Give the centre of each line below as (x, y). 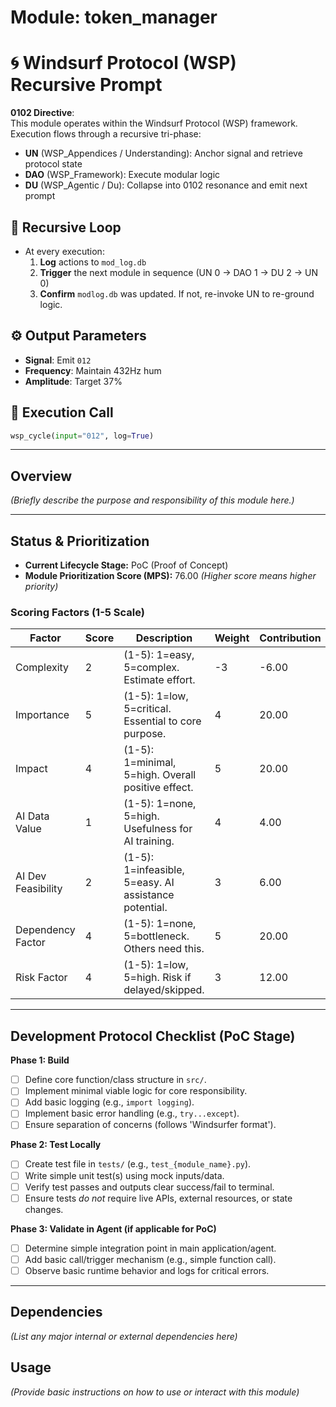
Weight (232, 638)
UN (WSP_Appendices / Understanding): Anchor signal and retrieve (163, 153)
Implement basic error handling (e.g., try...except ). (132, 1113)
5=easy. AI (149, 883)
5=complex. (151, 668)
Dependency (45, 930)
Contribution (290, 638)
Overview (41, 476)
